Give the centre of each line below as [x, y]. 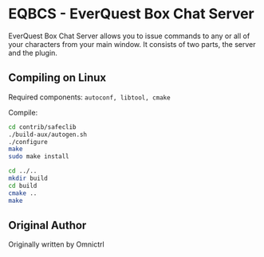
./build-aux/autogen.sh [48, 134]
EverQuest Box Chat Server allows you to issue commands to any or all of [129, 36]
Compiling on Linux [57, 78]
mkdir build [28, 178]
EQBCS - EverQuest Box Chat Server [132, 14]
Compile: [23, 112]
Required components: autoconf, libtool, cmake [89, 97]
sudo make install [39, 157]
